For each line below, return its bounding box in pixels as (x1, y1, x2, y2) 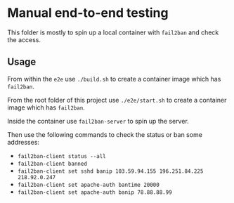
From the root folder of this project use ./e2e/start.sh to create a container (7, 96, 227, 104)
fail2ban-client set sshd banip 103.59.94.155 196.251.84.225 (17, 167, 204, 175)
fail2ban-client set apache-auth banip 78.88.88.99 (17, 188, 172, 196)
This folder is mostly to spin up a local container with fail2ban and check (7, 28, 219, 37)
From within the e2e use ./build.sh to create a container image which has (7, 74, 221, 83)
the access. (7, 35, 41, 44)
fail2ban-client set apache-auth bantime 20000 (17, 181, 160, 188)
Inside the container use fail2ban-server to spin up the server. (7, 117, 190, 125)
